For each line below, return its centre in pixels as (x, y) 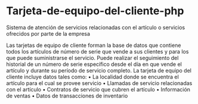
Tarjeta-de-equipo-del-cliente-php (95, 11)
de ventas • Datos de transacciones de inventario (67, 96)
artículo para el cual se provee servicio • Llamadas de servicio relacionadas (99, 83)
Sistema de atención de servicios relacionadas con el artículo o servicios (96, 27)
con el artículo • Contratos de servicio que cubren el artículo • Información (98, 89)
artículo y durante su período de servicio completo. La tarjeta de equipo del (99, 70)
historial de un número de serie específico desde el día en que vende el (94, 64)
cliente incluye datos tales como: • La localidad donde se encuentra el (92, 77)
